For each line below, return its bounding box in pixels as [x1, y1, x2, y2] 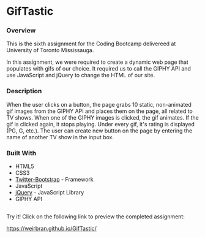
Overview [6, 26, 36, 35]
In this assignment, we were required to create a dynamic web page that [6, 58, 188, 66]
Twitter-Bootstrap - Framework [15, 176, 94, 183]
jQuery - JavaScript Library [15, 189, 84, 196]
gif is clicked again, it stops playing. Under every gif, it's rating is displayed [6, 120, 195, 128]
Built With [6, 148, 37, 157]
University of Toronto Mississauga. [6, 47, 94, 54]
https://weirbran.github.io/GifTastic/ [6, 225, 97, 232]
